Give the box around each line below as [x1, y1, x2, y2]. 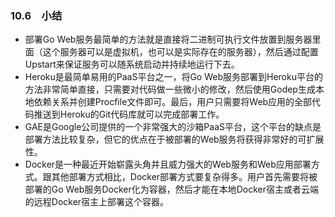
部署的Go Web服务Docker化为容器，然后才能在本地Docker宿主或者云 [24, 183, 310, 196]
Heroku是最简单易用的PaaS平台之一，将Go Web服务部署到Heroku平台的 [24, 71, 323, 83]
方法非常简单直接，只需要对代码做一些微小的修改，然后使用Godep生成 [24, 83, 316, 96]
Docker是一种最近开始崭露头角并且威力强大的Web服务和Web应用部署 [24, 158, 312, 171]
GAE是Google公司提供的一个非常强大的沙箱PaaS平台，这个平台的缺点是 [24, 121, 322, 133]
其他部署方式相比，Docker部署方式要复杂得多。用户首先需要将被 [51, 171, 318, 183]
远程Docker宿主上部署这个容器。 [33, 196, 170, 208]
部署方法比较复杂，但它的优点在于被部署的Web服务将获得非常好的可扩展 [24, 133, 325, 146]
